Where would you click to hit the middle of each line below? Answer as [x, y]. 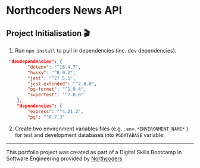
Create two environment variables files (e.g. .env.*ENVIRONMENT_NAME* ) [101, 129]
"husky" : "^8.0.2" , [52, 72]
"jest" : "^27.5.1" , [52, 78]
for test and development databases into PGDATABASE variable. [90, 135]
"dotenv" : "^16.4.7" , [54, 67]
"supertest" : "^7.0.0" [56, 95]
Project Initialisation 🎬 [48, 33]
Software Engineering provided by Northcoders [64, 158]
